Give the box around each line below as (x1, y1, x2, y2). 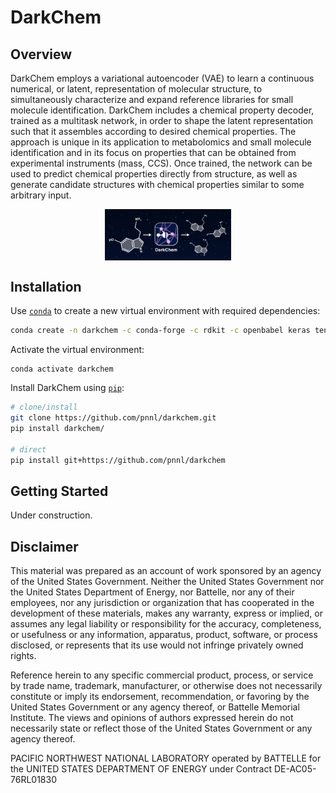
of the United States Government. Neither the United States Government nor (10, 576, 325, 588)
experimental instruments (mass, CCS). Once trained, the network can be (10, 157, 313, 169)
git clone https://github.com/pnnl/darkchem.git (10, 413, 217, 423)
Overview (10, 46, 73, 63)
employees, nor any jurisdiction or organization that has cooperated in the (10, 597, 315, 609)
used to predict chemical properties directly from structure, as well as (10, 168, 298, 180)
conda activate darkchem (10, 364, 114, 375)
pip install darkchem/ (10, 423, 105, 433)
